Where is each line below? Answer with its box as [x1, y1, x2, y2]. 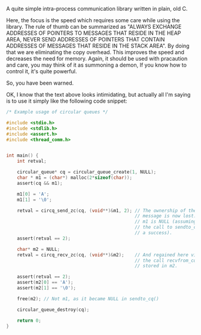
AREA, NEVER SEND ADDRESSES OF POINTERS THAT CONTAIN [6, 36, 165, 43]
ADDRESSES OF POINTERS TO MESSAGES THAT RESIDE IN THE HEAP [6, 29, 181, 37]
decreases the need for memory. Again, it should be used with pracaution [6, 55, 188, 62]
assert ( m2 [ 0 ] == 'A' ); [17, 279, 74, 286]
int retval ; [17, 158, 47, 164]
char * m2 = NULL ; [17, 246, 60, 252]
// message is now [134, 213, 181, 219]
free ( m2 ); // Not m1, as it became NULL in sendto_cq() [17, 295, 160, 302]
